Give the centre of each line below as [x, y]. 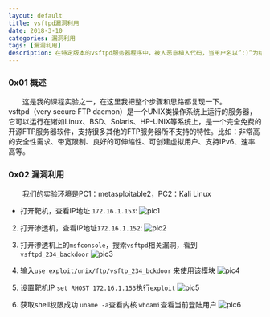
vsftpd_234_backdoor [54, 254]
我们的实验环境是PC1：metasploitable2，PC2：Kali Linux [117, 193]
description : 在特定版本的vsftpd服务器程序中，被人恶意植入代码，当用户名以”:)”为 [133, 53]
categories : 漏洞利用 [42, 38]
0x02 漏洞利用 [37, 175]
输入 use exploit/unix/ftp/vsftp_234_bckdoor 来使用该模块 [117, 270]
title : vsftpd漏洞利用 [44, 23]
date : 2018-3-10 [35, 30]
